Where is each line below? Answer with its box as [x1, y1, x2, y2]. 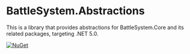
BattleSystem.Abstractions [6, 4, 146, 18]
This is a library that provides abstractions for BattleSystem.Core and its [6, 24, 185, 31]
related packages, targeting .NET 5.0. [6, 30, 99, 37]
